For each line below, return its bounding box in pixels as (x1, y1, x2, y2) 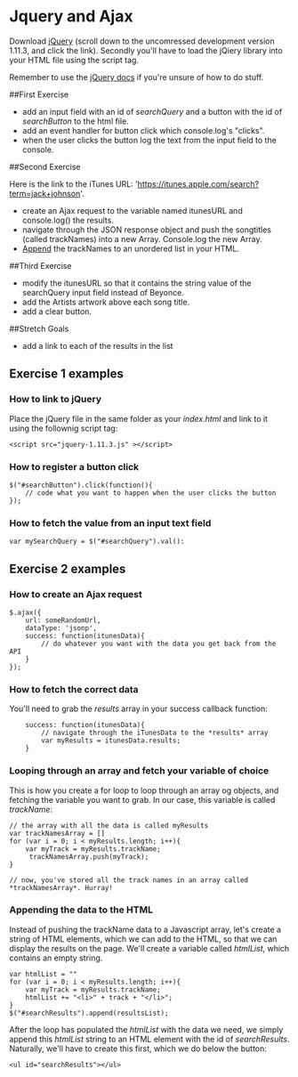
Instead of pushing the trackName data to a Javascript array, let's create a (9, 924, 282, 935)
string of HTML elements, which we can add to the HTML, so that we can (9, 933, 278, 944)
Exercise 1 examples (9, 367, 125, 382)
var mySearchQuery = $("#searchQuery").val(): (9, 537, 185, 547)
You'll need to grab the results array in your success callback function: (9, 703, 269, 714)
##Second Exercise (9, 161, 81, 172)
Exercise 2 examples (9, 561, 126, 576)
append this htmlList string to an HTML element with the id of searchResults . (9, 1033, 290, 1044)
